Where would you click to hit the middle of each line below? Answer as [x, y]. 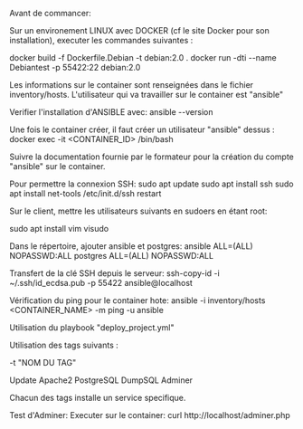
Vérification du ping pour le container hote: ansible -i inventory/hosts [137, 300]
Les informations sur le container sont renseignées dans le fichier [132, 85]
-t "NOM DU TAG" [43, 362]
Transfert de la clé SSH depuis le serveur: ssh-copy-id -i [114, 273]
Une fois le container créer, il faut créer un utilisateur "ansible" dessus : [142, 129]
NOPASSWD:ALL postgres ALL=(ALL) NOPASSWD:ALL [112, 256]
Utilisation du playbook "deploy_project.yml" [92, 328]
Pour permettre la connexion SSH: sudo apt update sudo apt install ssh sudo [151, 184]
